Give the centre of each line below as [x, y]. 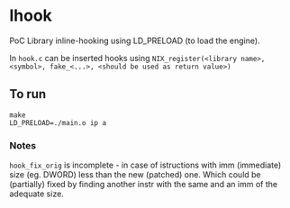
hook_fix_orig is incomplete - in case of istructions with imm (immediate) [145, 165]
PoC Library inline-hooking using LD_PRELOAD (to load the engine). [135, 41]
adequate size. [37, 194]
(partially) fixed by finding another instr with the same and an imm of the [143, 185]
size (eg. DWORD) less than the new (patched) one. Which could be [135, 175]
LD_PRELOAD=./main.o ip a [58, 122]
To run [28, 94]
